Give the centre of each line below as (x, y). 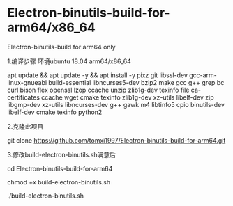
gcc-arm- (203, 75)
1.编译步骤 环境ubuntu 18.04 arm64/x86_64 (69, 61)
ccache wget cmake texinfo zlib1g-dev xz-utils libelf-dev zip (128, 97)
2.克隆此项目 (25, 126)
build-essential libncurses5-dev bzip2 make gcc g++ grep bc (136, 82)
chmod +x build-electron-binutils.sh (59, 182)
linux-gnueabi (27, 82)
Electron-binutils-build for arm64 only (62, 47)
